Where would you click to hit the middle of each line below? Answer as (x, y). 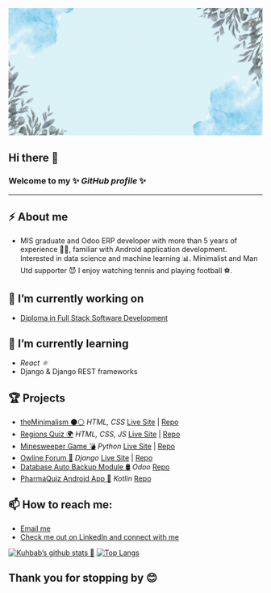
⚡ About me (38, 217)
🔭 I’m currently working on (76, 299)
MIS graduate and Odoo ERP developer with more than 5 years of (129, 240)
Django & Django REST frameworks (79, 372)
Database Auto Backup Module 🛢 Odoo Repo (95, 467)
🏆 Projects (37, 398)
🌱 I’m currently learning (69, 343)
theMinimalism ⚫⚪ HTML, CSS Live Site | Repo (99, 422)
